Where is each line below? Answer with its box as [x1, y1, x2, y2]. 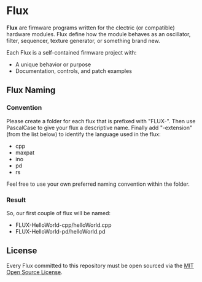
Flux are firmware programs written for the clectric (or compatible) [6, 24, 175, 31]
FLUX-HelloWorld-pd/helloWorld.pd [15, 227, 106, 235]
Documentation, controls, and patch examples [15, 67, 132, 74]
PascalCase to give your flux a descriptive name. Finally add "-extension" [6, 124, 192, 131]
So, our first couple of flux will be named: [6, 209, 111, 216]
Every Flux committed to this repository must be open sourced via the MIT [6, 262, 195, 269]
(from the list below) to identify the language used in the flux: [6, 130, 161, 138]
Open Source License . [6, 268, 63, 276]
